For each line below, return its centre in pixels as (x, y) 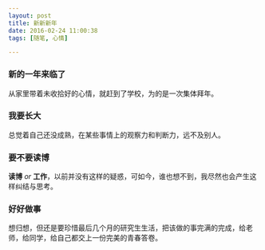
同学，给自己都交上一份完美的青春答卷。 (95, 238)
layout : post (30, 16)
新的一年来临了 (37, 74)
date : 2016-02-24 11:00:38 (53, 30)
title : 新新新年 (33, 23)
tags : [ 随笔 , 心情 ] (38, 38)
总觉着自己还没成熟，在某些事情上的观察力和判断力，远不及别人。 (117, 135)
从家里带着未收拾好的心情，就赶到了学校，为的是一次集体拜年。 (113, 93)
